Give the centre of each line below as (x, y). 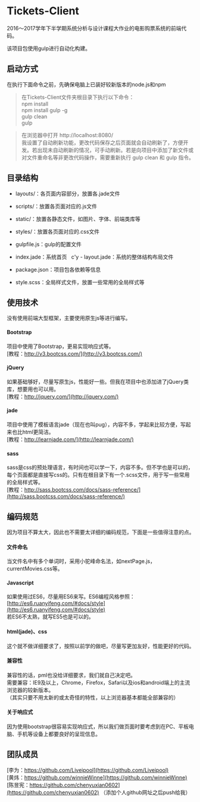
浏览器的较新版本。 (30, 690)
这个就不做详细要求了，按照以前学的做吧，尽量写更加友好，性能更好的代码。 (101, 646)
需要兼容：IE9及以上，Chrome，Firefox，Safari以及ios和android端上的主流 (99, 682)
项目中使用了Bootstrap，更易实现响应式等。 (61, 346)
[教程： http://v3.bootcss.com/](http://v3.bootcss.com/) (74, 353)
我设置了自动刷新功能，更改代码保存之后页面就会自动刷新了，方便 (102, 142)
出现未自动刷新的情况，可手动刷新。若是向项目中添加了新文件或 (115, 150)
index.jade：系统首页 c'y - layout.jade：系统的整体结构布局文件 (94, 257)
